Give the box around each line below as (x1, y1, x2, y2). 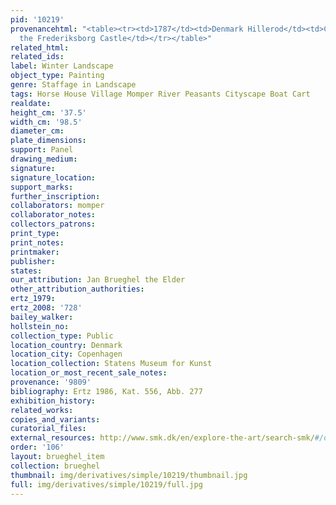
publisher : (10, 256, 56, 266)
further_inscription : (10, 191, 101, 201)
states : (10, 266, 43, 276)
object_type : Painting (10, 71, 105, 81)
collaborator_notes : (10, 210, 97, 220)
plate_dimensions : (10, 136, 87, 146)
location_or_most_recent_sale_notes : (10, 368, 168, 378)
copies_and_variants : (10, 414, 101, 425)
